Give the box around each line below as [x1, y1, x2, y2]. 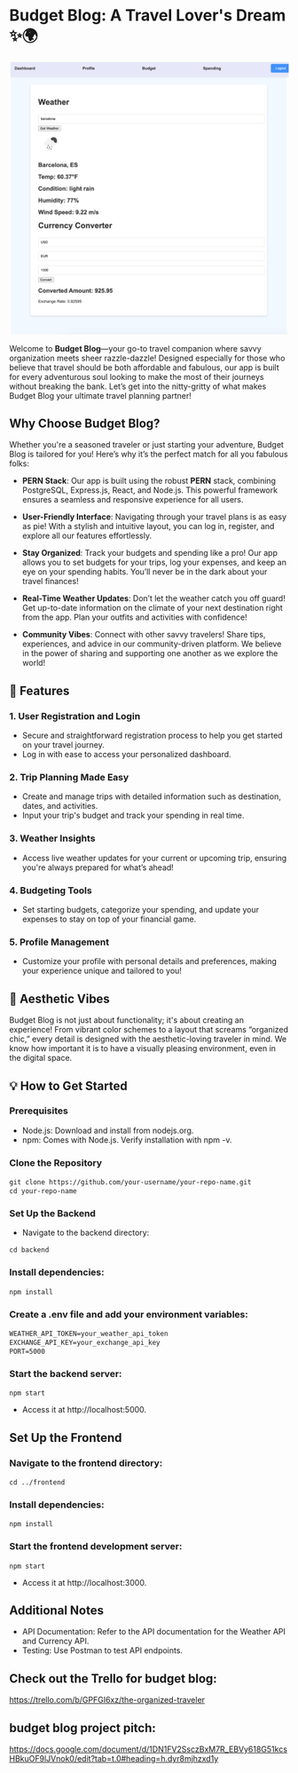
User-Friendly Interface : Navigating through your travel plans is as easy [21, 511, 286, 522]
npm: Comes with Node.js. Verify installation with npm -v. [21, 1134, 232, 1145]
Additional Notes [9, 1603, 105, 1618]
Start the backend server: [9, 1367, 122, 1380]
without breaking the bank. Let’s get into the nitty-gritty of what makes [9, 381, 267, 392]
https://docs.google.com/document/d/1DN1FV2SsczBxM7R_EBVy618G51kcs [9, 1744, 288, 1754]
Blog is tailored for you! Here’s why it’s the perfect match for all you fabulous [9, 449, 288, 460]
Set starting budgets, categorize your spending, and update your [21, 905, 260, 915]
